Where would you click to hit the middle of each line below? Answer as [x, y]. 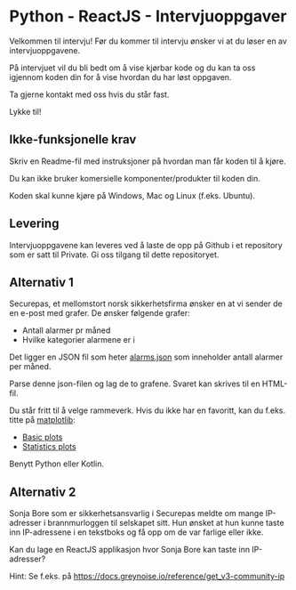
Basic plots [42, 437]
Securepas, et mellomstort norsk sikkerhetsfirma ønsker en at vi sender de [146, 303]
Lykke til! [25, 111]
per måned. [30, 367]
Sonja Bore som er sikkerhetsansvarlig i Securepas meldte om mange [136, 513]
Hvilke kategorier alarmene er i [78, 340]
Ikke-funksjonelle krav [73, 140]
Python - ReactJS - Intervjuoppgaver [148, 16]
